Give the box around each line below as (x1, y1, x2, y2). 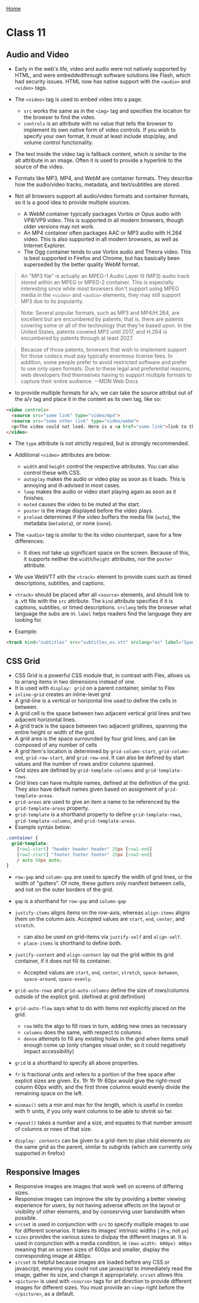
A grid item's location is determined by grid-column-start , (14, 748, 158, 755)
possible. (14, 1214, 37, 1221)
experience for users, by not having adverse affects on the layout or (14, 1202, 181, 1209)
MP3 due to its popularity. (20, 297, 84, 305)
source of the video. (14, 163, 64, 170)
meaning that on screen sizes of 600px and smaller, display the (14, 1246, 170, 1253)
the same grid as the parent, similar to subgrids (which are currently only (14, 1144, 192, 1151)
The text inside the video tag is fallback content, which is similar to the (14, 151, 187, 157)
